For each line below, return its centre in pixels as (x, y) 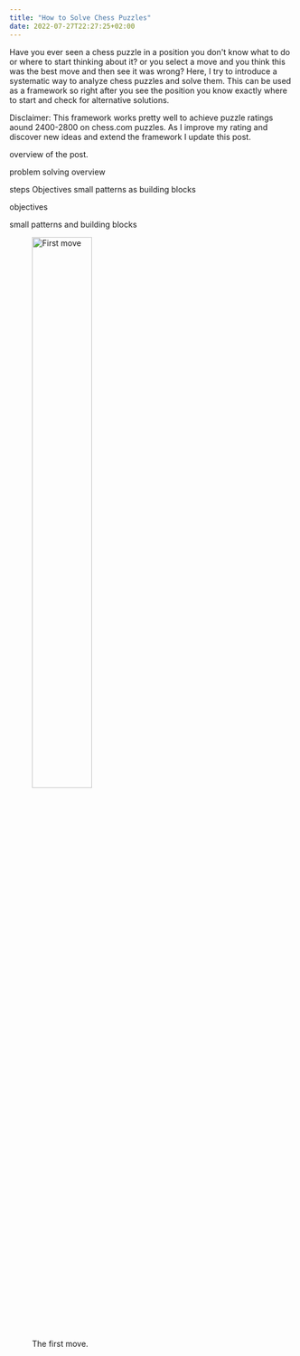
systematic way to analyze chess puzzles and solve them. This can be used (150, 80)
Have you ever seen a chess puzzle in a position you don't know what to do (150, 52)
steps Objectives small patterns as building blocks (103, 189)
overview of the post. (49, 154)
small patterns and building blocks (73, 224)
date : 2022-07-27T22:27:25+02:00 (72, 26)
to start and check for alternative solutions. (89, 99)
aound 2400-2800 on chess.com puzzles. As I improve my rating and (139, 127)
